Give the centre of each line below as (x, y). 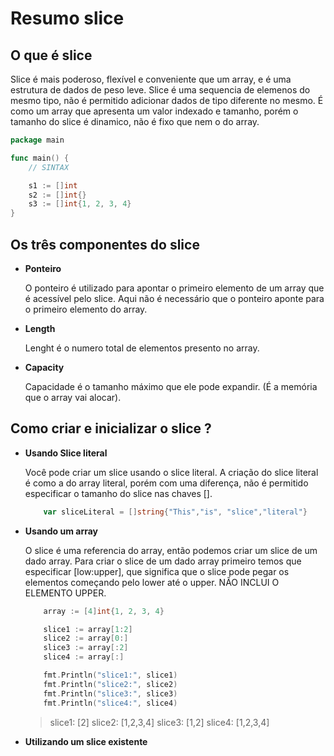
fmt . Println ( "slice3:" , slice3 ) (110, 693)
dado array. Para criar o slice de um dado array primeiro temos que (163, 561)
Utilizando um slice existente (86, 741)
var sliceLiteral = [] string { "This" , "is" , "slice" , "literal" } (175, 512)
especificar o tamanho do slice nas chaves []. (118, 493)
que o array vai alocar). (73, 397)
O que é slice (51, 55)
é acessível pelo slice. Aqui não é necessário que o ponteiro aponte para (174, 298)
